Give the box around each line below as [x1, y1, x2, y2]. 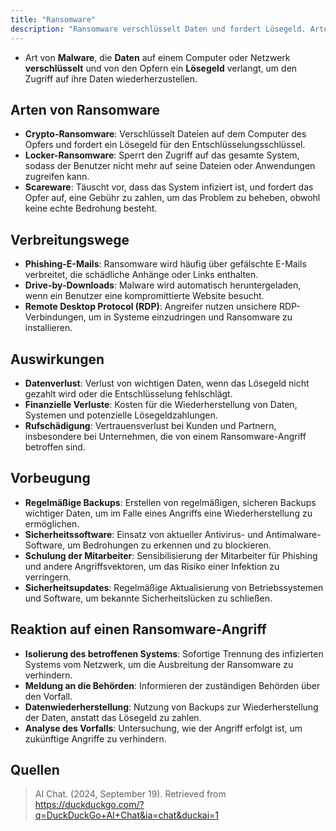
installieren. [24, 322, 73, 334]
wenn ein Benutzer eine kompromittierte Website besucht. [24, 290, 265, 302]
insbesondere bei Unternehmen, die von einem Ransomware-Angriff [24, 430, 307, 442]
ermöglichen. [24, 517, 80, 530]
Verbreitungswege [10, 231, 130, 248]
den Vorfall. [24, 690, 73, 702]
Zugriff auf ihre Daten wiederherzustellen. [24, 72, 198, 85]
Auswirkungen [10, 351, 105, 368]
